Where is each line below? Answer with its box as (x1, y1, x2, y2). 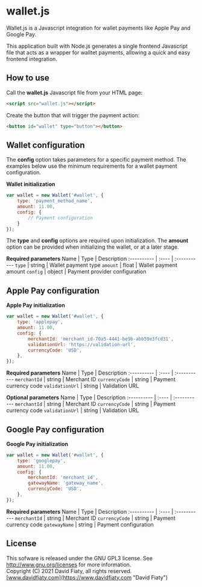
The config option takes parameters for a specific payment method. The (6, 156, 186, 163)
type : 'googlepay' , (17, 457, 66, 464)
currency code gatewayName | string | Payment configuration (6, 520, 154, 528)
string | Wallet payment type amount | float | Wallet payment (30, 261, 178, 269)
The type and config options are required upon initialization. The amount (6, 237, 189, 244)
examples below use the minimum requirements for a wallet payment (6, 162, 178, 170)
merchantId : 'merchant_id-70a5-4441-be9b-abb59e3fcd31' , (28, 336, 174, 342)
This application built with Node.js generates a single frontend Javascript (6, 42, 188, 50)
